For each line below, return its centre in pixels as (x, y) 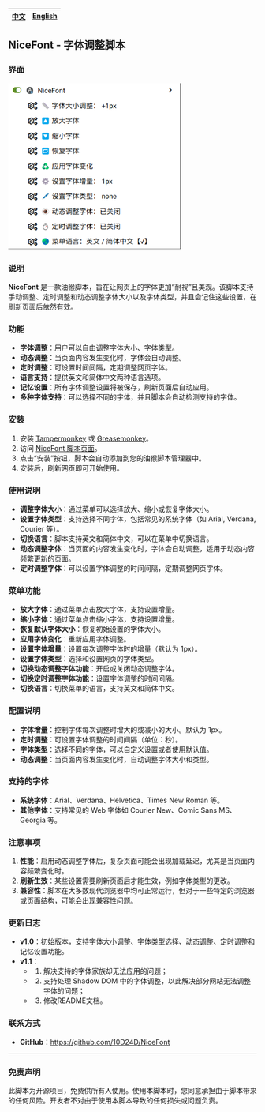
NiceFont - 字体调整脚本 (67, 45)
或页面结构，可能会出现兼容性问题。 (78, 900)
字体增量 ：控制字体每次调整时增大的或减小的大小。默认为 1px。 (123, 729)
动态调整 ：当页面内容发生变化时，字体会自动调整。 (103, 358)
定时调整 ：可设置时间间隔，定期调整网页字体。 (95, 367)
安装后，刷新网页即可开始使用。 (71, 468)
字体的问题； (64, 991)
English (45, 16)
